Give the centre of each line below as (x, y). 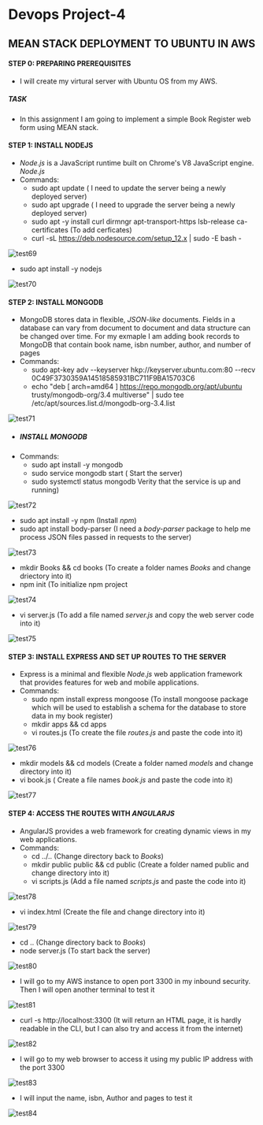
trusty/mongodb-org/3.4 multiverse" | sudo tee (107, 395)
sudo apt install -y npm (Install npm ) (78, 521)
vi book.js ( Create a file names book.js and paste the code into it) (126, 780)
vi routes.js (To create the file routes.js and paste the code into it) (137, 733)
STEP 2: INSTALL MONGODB (56, 302)
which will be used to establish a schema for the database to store (139, 707)
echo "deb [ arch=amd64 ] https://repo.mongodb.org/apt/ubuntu (137, 387)
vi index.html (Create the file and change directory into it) (112, 912)
